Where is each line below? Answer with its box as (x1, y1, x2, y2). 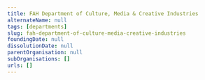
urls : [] (7, 62, 33, 69)
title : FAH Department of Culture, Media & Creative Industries (7, 10, 199, 17)
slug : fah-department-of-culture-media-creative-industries (7, 29, 187, 37)
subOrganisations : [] (7, 56, 71, 63)
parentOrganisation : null (7, 49, 83, 56)
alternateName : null (7, 17, 68, 24)
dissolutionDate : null (7, 42, 73, 49)
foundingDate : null (7, 36, 64, 43)
